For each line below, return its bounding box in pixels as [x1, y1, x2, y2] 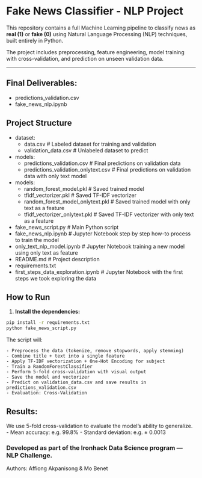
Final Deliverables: [6, 78, 78, 88]
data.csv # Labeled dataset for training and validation [23, 140, 156, 147]
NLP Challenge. [6, 451, 53, 459]
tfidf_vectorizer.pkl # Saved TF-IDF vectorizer [23, 191, 137, 199]
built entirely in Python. [6, 37, 64, 44]
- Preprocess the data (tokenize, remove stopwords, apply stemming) [6, 348, 185, 354]
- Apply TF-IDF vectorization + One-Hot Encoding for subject [6, 358, 165, 365]
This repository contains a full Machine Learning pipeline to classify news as [6, 24, 196, 31]
